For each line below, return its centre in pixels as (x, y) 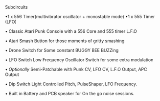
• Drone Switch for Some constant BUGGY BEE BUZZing (62, 50)
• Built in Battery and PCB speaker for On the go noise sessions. (70, 93)
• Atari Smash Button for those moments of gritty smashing (65, 41)
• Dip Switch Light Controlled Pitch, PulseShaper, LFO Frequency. (71, 84)
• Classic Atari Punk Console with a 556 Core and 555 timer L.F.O (71, 31)
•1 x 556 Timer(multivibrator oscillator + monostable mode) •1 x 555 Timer (80, 16)
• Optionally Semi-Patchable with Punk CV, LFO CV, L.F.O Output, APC (76, 69)
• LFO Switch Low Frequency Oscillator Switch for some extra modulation (79, 60)
